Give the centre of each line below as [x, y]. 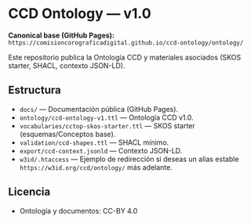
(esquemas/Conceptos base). [67, 134]
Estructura [35, 90]
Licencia [29, 192]
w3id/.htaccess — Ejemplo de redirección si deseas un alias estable [129, 159]
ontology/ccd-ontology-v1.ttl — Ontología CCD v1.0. [106, 117]
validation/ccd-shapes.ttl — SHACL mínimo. [94, 142]
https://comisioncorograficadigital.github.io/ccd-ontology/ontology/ [126, 43]
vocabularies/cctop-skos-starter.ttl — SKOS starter [107, 125]
